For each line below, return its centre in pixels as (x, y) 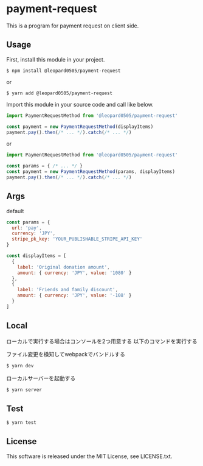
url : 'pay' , (27, 228)
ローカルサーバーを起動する (41, 378)
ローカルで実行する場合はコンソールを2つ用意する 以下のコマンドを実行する (102, 341)
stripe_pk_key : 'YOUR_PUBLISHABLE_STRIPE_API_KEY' (77, 239)
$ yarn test (21, 423)
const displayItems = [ (36, 256)
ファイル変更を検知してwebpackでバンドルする (66, 354)
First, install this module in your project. (56, 59)
